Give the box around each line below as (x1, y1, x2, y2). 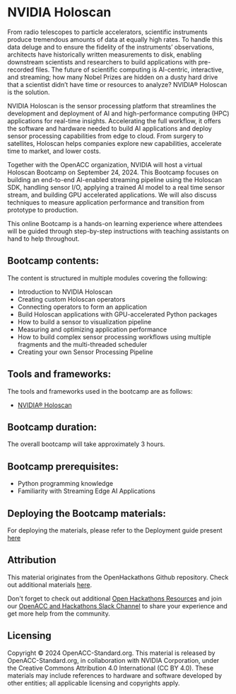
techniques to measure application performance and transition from (7, 198, 205, 206)
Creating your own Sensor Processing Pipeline (17, 348, 153, 356)
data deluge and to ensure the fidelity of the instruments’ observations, (7, 42, 214, 51)
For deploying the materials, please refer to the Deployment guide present (7, 526, 223, 535)
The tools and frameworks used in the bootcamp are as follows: (7, 387, 193, 395)
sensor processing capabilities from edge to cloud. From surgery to (7, 132, 203, 140)
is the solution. (7, 88, 50, 96)
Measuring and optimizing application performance (17, 325, 167, 334)
